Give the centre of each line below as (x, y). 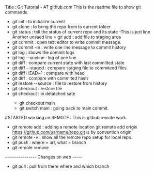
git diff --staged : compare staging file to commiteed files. (70, 68)
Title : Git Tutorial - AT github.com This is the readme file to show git (73, 7)
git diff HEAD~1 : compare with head (48, 73)
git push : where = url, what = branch (49, 142)
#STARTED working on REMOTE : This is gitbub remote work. (66, 118)
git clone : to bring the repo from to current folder (61, 27)
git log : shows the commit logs (43, 52)
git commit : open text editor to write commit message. (67, 42)
